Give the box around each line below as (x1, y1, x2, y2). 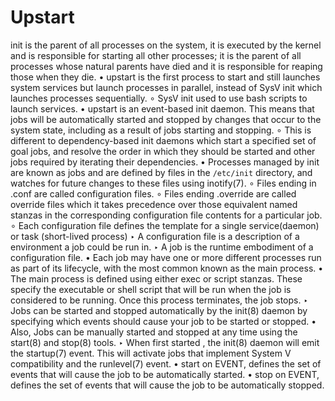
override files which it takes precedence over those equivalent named (10, 198, 298, 210)
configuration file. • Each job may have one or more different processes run (10, 251, 322, 263)
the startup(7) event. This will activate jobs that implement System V (10, 347, 292, 359)
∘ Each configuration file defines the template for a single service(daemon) (10, 219, 320, 231)
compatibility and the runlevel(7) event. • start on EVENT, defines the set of (10, 357, 322, 370)
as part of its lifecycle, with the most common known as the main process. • (10, 262, 324, 274)
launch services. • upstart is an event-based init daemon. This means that (10, 102, 315, 115)
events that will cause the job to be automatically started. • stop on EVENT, (10, 368, 320, 380)
